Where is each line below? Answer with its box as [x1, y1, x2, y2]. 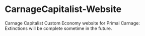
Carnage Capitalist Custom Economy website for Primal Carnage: [5, 20, 140, 26]
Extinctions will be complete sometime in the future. [5, 25, 112, 31]
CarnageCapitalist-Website [5, 3, 122, 15]
